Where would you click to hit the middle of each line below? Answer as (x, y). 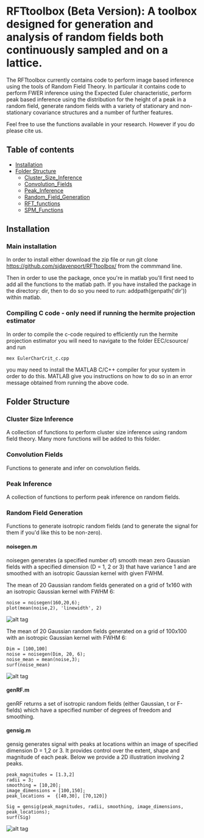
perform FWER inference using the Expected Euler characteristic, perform (99, 93)
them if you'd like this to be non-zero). (54, 532)
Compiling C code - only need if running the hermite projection (101, 313)
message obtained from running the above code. (68, 382)
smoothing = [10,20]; (34, 785)
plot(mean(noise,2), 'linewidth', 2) (54, 608)
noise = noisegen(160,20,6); (43, 603)
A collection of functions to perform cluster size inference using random (97, 432)
